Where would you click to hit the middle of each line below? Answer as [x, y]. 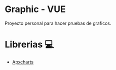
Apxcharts [23, 62]
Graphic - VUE [35, 9]
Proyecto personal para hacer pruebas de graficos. [58, 23]
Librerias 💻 [29, 45]
